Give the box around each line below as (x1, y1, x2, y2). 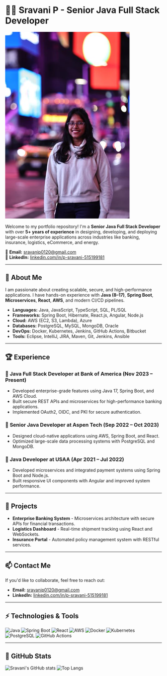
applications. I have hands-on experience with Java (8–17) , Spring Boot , (5, 292, 154, 298)
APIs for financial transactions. (12, 520, 76, 527)
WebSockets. (12, 531, 40, 537)
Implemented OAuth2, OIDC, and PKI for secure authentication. (12, 409, 142, 415)
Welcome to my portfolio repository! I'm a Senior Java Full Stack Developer (5, 224, 161, 229)
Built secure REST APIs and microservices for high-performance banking (12, 398, 162, 405)
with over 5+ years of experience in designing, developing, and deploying (5, 228, 158, 234)
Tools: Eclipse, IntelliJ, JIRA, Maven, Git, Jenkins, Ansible (12, 333, 130, 339)
